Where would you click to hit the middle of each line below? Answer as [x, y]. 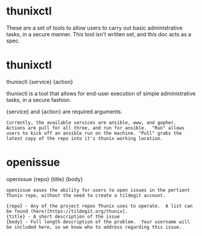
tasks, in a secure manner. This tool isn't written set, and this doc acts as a [99, 34]
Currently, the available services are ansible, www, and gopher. [91, 123]
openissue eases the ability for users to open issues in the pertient [98, 190]
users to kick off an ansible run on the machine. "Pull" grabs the [94, 133]
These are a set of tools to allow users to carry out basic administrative [94, 28]
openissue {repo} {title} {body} [45, 179]
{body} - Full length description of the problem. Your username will [98, 222]
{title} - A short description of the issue [63, 216]
